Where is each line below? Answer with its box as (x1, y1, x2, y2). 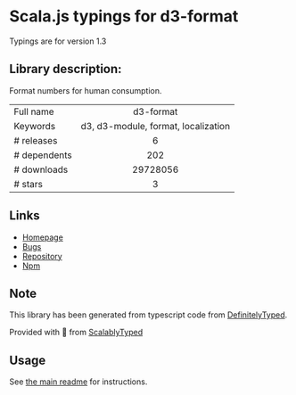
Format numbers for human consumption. (9, 85, 162, 95)
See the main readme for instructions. (9, 376, 148, 387)
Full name (13, 105, 55, 118)
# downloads (13, 163, 69, 176)
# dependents (13, 149, 73, 161)
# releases (13, 134, 58, 146)
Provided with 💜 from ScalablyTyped (9, 327, 144, 338)
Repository (21, 251, 62, 261)
